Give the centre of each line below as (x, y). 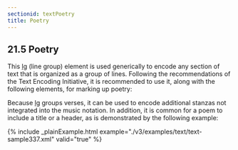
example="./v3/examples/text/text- (151, 132)
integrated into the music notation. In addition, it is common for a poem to (115, 110)
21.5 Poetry (33, 49)
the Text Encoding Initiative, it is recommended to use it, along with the (111, 82)
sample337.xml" (31, 139)
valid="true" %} (79, 139)
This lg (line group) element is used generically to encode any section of (114, 66)
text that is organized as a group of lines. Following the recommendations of (119, 74)
